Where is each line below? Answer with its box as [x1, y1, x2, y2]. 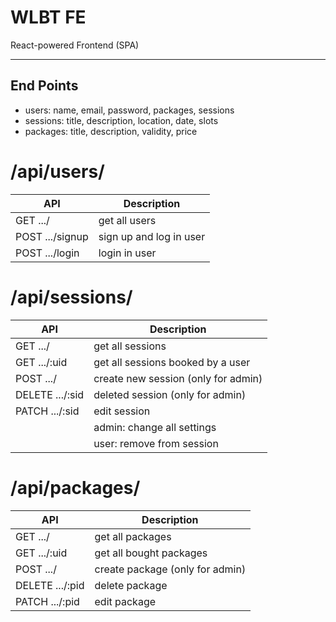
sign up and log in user [98, 229, 206, 243]
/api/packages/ [10, 476, 141, 499]
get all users [98, 213, 157, 227]
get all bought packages [94, 546, 208, 560]
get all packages [94, 529, 172, 543]
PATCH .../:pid [15, 594, 80, 608]
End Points [10, 77, 79, 95]
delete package [94, 578, 168, 592]
